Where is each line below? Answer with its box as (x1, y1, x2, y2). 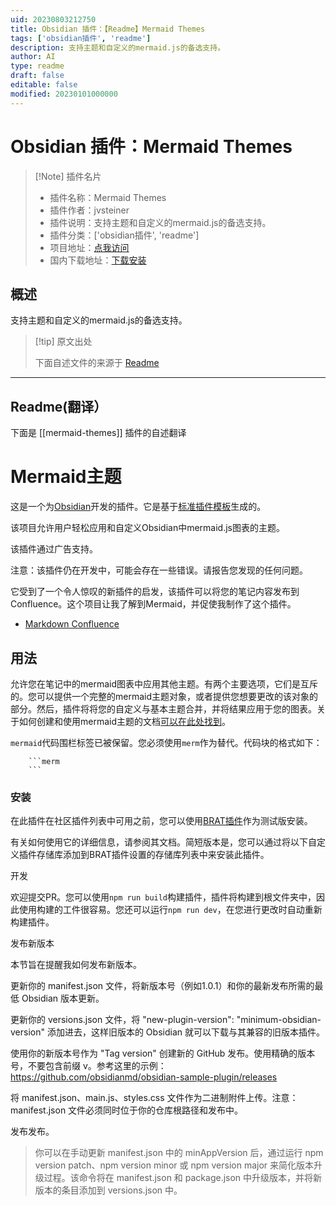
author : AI (10, 52, 56, 62)
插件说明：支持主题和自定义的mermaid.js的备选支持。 (49, 216, 272, 228)
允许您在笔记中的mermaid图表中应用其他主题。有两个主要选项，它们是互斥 (10, 677, 319, 690)
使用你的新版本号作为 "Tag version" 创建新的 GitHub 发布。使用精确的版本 (10, 1047, 316, 1060)
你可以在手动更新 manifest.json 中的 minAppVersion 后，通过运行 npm (34, 1147, 324, 1159)
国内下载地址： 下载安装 (49, 254, 147, 266)
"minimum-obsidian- (236, 1014, 322, 1026)
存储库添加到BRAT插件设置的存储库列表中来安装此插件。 (36, 849, 270, 861)
